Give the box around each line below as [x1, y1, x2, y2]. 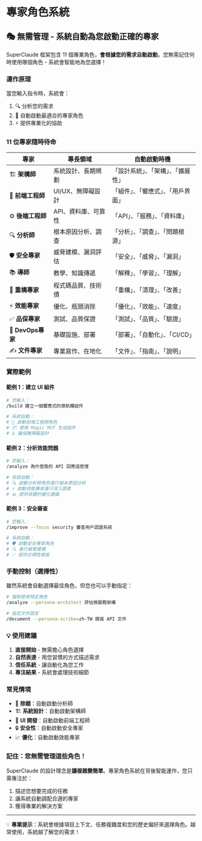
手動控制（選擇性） [6, 567, 62, 575]
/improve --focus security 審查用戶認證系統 [6, 524, 112, 530]
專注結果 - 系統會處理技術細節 [14, 668, 90, 676]
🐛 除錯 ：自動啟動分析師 [14, 700, 73, 707]
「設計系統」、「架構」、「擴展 [112, 167, 191, 175]
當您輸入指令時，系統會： [6, 90, 70, 97]
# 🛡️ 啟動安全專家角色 [6, 540, 54, 547]
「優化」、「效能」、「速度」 [112, 302, 185, 311]
